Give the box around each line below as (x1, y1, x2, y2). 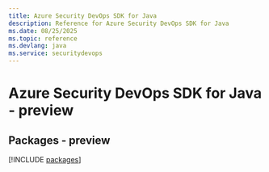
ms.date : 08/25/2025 (8, 27, 78, 35)
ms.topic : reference (8, 34, 78, 43)
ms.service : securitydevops (8, 49, 103, 57)
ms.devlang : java (8, 42, 67, 50)
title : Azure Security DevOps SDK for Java (8, 11, 158, 20)
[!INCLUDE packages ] (8, 155, 82, 164)
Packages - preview (8, 133, 111, 147)
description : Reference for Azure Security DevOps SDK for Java (8, 19, 229, 27)
